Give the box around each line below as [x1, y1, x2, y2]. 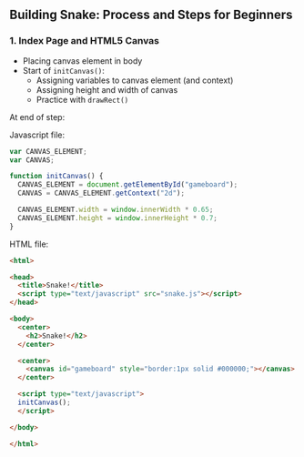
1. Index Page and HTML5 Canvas [9, 35, 159, 47]
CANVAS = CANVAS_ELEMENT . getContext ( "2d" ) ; [17, 188, 185, 198]
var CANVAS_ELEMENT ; [9, 147, 88, 156]
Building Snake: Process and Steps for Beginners [9, 7, 293, 23]
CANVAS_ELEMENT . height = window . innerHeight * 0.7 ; [17, 213, 218, 222]
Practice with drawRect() [35, 94, 129, 105]
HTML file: [9, 239, 49, 249]
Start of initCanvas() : [22, 65, 105, 76]
